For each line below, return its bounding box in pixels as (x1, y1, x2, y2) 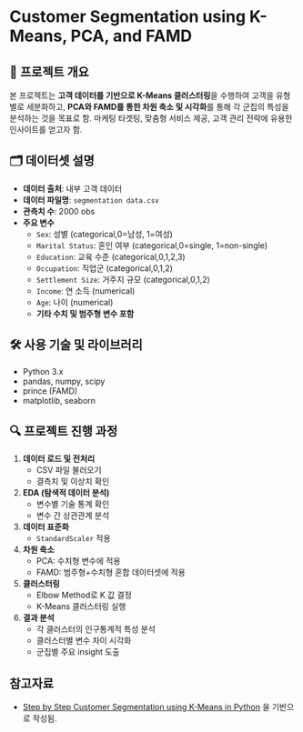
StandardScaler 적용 (35, 533, 111, 544)
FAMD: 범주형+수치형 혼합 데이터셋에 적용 (35, 567, 187, 578)
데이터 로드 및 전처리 (22, 453, 96, 465)
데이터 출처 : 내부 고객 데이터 (22, 183, 123, 194)
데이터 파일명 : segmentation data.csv (22, 194, 159, 206)
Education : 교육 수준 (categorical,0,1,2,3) (35, 251, 186, 262)
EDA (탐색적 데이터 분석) (22, 487, 110, 498)
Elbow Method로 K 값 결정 (35, 589, 132, 601)
